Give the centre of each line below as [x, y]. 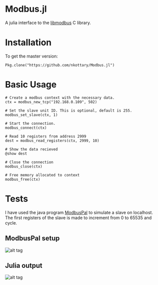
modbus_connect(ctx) [26, 128]
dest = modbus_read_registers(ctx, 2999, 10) [52, 141]
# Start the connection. [30, 123]
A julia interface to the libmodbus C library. [48, 23]
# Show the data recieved [31, 149]
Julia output [24, 266]
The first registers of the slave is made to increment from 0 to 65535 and [79, 218]
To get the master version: [32, 56]
